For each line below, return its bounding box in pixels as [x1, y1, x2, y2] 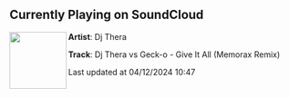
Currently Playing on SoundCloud [9, 7, 204, 23]
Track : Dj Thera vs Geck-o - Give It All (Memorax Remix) [67, 49, 281, 60]
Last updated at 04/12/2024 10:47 [67, 66, 196, 77]
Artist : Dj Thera [67, 31, 128, 42]
